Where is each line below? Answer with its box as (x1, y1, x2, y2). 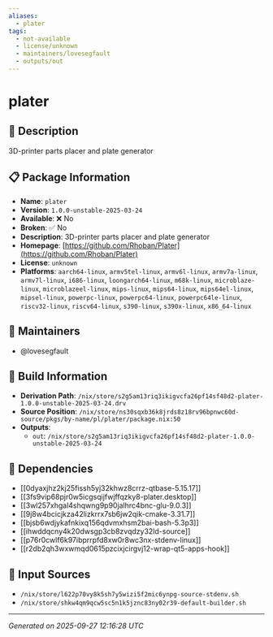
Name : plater (19, 196, 67, 206)
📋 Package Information (8, 171, 131, 184)
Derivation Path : (19, 391, 76, 401)
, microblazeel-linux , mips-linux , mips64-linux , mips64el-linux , (38, 284, 254, 293)
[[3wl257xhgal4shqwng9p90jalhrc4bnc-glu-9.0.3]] (19, 500, 192, 510)
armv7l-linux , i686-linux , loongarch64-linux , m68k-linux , (19, 275, 214, 284)
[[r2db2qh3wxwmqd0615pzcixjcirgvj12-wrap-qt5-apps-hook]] (19, 544, 230, 553)
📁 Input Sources (8, 567, 91, 581)
